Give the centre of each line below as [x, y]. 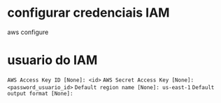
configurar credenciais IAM [88, 13]
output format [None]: [40, 93]
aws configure [28, 32]
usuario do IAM [52, 60]
